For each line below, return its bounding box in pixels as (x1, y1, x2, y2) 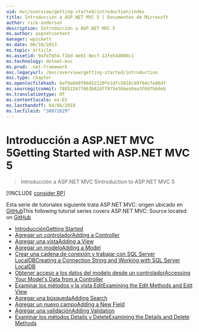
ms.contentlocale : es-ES (6, 97, 68, 103)
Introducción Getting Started (14, 225, 83, 232)
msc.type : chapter (6, 75, 52, 81)
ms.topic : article (6, 47, 52, 53)
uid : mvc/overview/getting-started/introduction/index (6, 8, 145, 15)
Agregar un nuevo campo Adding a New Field (14, 301, 125, 308)
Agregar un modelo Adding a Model (14, 244, 101, 251)
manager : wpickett (6, 36, 52, 42)
